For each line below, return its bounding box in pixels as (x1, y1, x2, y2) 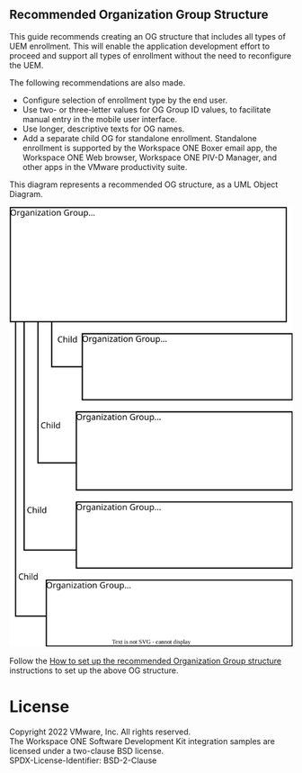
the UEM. (9, 59, 44, 70)
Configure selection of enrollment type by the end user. (22, 94, 227, 105)
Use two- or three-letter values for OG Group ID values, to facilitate (22, 103, 271, 115)
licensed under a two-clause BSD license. (9, 745, 164, 756)
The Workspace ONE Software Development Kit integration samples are (9, 735, 276, 746)
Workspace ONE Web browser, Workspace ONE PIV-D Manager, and (22, 152, 277, 163)
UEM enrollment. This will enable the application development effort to (9, 40, 271, 51)
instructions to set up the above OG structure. (9, 665, 179, 676)
